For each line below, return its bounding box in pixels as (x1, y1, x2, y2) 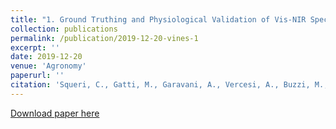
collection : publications (10, 24, 118, 34)
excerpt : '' (10, 42, 60, 53)
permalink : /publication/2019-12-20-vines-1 (10, 33, 199, 43)
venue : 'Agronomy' (10, 61, 87, 71)
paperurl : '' (10, 71, 65, 81)
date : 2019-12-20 (10, 52, 83, 62)
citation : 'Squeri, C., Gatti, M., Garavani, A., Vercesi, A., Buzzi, (10, 80, 311, 90)
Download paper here (10, 107, 100, 119)
